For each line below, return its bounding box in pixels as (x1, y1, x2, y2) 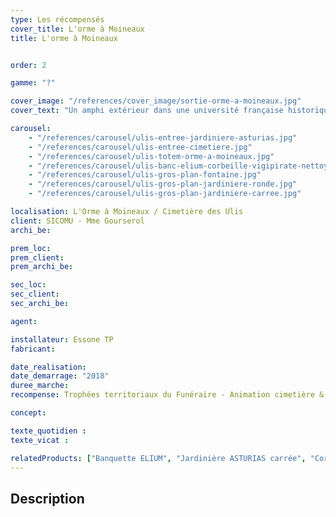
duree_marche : (10, 381, 70, 391)
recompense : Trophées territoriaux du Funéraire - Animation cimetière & (10, 390, 325, 400)
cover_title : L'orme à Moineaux (10, 24, 145, 34)
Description (10, 490, 85, 507)
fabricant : (10, 344, 56, 354)
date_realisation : (10, 362, 87, 372)
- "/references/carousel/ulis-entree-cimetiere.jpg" (28, 142, 253, 152)
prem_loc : (10, 243, 52, 253)
